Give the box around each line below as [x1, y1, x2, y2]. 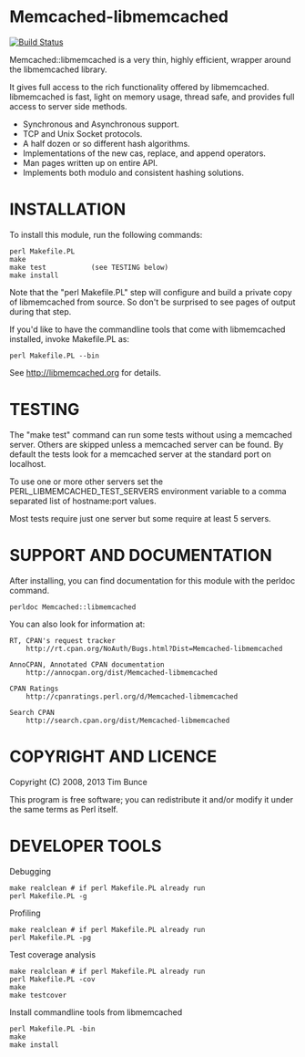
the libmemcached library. [9, 64, 107, 75]
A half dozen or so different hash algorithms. [22, 138, 190, 149]
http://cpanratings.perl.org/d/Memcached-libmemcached [25, 691, 239, 701]
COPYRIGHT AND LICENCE [9, 746, 217, 767]
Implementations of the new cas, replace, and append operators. [22, 148, 267, 159]
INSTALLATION [9, 199, 126, 220]
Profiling [9, 907, 41, 918]
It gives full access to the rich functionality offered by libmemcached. [9, 81, 269, 92]
